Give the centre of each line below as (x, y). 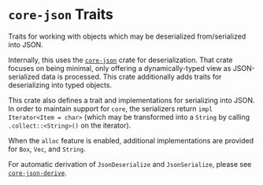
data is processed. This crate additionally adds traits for (131, 76)
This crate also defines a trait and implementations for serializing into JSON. (131, 100)
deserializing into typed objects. (60, 85)
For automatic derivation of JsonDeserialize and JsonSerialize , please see (130, 164)
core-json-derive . (37, 172)
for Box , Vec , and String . (47, 149)
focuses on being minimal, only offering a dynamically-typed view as (120, 68)
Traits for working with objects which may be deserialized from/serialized (127, 36)
